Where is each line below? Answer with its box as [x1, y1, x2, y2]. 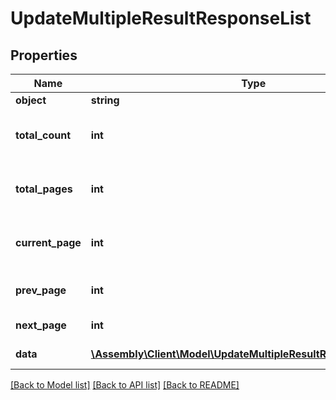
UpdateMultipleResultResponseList [10, 7, 312, 30]
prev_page [15, 283, 67, 297]
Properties [10, 47, 78, 64]
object [15, 93, 47, 107]
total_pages [15, 182, 73, 196]
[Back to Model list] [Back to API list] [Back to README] [10, 379, 240, 391]
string [90, 93, 120, 107]
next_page [15, 318, 67, 332]
